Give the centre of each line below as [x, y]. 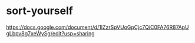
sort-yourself [40, 11]
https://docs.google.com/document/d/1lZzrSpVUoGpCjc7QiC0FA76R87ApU [98, 27]
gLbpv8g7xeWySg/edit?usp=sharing [51, 33]
